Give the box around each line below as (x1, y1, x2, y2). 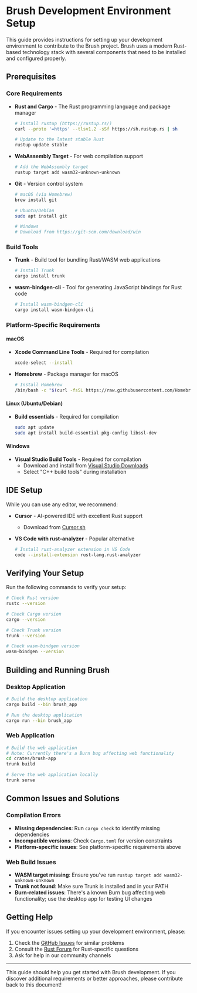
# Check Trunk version (6, 627, 62, 633)
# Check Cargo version (6, 611, 62, 617)
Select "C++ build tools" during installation (23, 468, 127, 475)
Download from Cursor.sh (23, 523, 86, 530)
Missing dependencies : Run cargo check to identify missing (14, 824, 160, 831)
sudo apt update (14, 424, 55, 430)
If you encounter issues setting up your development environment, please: (6, 928, 186, 935)
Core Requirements (6, 89, 63, 98)
